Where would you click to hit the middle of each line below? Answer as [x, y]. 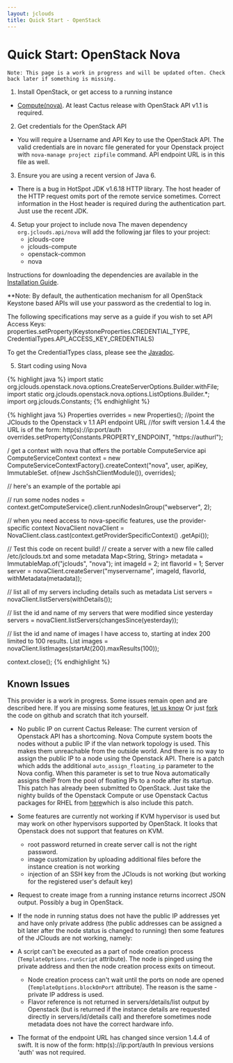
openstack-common [56, 254]
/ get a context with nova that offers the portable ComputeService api [107, 451]
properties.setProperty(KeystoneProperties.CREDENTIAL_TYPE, [99, 332]
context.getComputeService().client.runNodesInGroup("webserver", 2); [110, 507]
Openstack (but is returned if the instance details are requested [119, 1009]
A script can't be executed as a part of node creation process [105, 952]
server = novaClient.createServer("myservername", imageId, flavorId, [107, 571]
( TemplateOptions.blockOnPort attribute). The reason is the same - [122, 987]
